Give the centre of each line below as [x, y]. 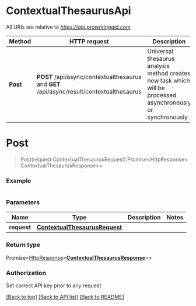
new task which [169, 80]
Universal [160, 51]
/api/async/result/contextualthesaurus [89, 91]
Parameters [23, 202]
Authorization [26, 273]
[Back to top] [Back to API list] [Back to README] [65, 297]
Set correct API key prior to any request [54, 286]
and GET [49, 84]
